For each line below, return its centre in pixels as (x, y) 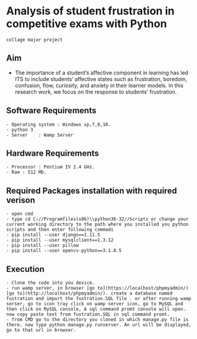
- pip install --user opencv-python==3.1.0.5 (64, 251)
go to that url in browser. (41, 330)
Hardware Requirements (53, 153)
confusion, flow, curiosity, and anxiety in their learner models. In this (99, 85)
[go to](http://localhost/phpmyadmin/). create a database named (89, 293)
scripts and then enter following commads (60, 230)
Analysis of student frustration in (90, 11)
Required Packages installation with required (92, 190)
